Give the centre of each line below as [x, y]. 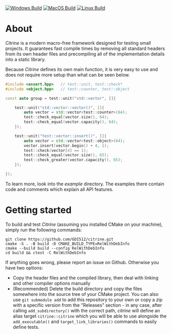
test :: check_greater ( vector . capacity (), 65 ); [73, 160]
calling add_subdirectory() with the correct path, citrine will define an [86, 310]
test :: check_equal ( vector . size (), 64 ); [66, 117]
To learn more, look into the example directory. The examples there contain [85, 184]
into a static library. [26, 59]
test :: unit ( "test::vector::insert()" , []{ [61, 136]
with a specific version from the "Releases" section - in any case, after [87, 305]
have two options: [24, 268]
